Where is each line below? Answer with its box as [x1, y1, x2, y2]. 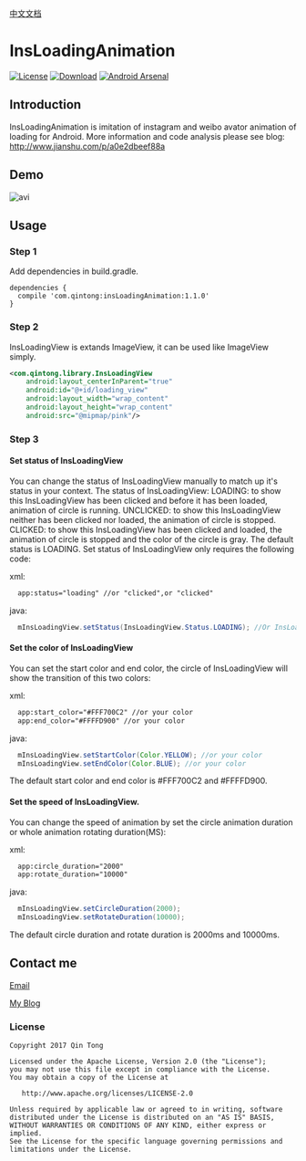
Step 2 [9, 320, 39, 333]
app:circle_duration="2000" [17, 862, 125, 871]
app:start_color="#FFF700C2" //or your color [17, 707, 194, 716]
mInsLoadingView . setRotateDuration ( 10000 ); [17, 913, 185, 922]
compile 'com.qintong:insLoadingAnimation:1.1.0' [17, 291, 209, 301]
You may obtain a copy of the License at [9, 1073, 169, 1083]
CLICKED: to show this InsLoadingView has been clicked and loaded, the [9, 524, 282, 535]
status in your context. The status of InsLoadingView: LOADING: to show [9, 485, 281, 496]
